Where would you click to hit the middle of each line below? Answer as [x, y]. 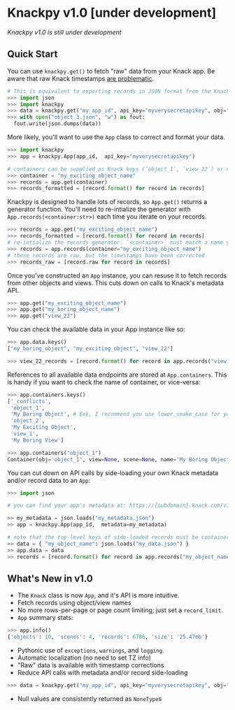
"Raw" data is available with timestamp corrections [91, 665]
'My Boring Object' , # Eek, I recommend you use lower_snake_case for [115, 414]
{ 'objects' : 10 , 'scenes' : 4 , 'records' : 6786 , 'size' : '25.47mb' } [108, 637]
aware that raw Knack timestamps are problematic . [80, 78]
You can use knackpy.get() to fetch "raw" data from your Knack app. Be [111, 71]
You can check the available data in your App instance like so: [96, 329]
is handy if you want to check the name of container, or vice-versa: [104, 382]
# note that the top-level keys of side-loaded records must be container [119, 537]
